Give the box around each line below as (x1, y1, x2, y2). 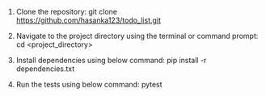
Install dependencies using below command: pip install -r (15, 56, 207, 65)
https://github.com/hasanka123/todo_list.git (15, 15, 162, 25)
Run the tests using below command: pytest (15, 80, 163, 89)
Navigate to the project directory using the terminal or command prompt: (15, 32, 259, 40)
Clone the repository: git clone (15, 7, 117, 16)
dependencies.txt (15, 64, 75, 74)
